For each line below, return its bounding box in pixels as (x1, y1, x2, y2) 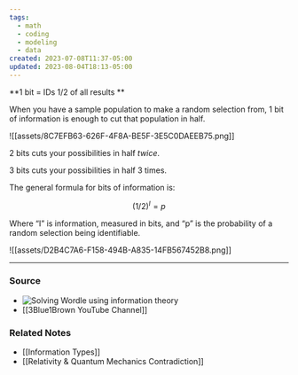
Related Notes (9, 326, 72, 339)
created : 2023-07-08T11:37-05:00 (9, 54, 133, 63)
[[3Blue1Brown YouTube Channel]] (21, 304, 148, 315)
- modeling (17, 37, 58, 47)
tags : (9, 12, 29, 22)
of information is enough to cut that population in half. (9, 113, 206, 124)
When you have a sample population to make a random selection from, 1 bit (9, 104, 284, 114)
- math (17, 21, 42, 30)
